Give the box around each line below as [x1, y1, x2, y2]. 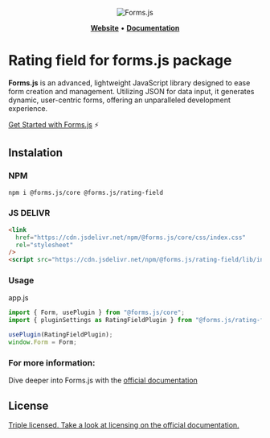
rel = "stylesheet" [15, 241, 74, 249]
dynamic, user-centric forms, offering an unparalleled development [8, 95, 231, 105]
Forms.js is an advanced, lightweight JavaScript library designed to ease [8, 77, 251, 88]
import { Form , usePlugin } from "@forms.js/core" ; [8, 308, 185, 317]
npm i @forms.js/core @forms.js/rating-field [8, 188, 163, 196]
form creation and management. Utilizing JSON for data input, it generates [8, 86, 255, 96]
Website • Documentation [90, 23, 180, 32]
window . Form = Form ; [8, 338, 78, 346]
